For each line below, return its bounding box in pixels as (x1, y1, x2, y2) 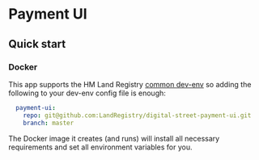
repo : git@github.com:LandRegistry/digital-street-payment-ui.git (23, 111, 252, 120)
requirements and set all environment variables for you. (8, 142, 193, 152)
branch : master (23, 119, 74, 127)
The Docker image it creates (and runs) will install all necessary (8, 133, 220, 143)
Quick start (8, 37, 66, 51)
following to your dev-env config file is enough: (8, 88, 166, 98)
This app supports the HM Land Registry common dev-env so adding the (8, 79, 252, 89)
